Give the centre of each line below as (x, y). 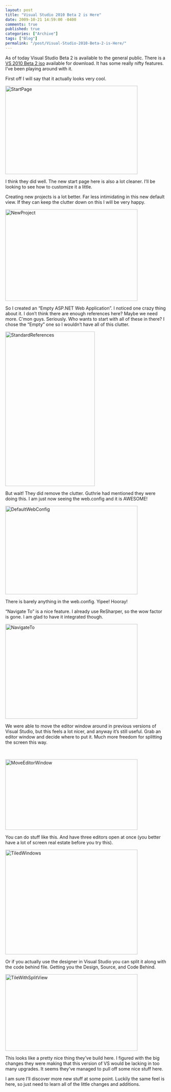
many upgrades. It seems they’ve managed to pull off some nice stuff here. (84, 1069)
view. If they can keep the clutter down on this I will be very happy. (75, 202)
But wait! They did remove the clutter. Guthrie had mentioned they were (80, 493)
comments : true (21, 24)
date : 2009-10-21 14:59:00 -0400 (41, 19)
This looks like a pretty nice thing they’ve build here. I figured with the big (82, 1058)
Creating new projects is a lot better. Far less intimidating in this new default (85, 197)
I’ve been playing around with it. (39, 68)
